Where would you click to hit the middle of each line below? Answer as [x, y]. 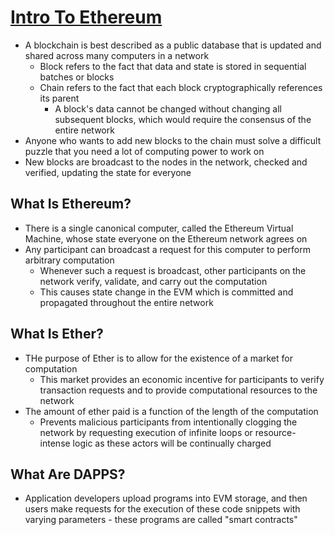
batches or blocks [77, 77]
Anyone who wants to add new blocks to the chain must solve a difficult [173, 140]
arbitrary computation [69, 260]
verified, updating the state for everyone [108, 172]
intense [55, 443]
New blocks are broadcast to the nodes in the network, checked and [166, 162]
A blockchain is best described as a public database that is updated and [173, 45]
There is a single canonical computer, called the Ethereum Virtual [159, 228]
